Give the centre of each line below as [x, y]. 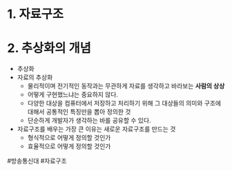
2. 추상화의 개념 [49, 48]
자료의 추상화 [35, 77]
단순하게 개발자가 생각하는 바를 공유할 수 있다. [89, 121]
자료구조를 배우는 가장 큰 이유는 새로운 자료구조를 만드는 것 [96, 129]
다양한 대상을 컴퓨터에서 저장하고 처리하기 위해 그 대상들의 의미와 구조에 [124, 103]
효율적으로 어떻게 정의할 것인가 [69, 146]
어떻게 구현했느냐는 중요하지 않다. [73, 94]
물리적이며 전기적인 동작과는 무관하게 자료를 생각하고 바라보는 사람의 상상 [126, 86]
